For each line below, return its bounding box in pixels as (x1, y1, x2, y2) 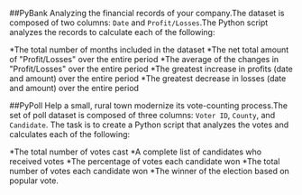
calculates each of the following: (9, 129, 131, 139)
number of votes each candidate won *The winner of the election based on (9, 166, 290, 176)
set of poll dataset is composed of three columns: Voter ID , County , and (9, 110, 276, 120)
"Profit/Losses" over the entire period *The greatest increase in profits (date (9, 63, 293, 74)
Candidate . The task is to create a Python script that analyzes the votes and (9, 119, 289, 130)
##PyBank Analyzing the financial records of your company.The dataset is (9, 8, 285, 18)
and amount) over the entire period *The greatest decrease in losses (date (9, 73, 287, 84)
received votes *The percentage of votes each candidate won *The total (9, 156, 280, 166)
